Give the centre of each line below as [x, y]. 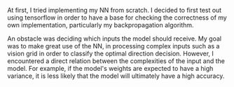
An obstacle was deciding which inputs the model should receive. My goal [115, 39]
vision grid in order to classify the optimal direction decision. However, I [110, 53]
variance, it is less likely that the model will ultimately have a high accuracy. [116, 76]
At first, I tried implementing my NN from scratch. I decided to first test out [115, 10]
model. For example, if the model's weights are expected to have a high [110, 68]
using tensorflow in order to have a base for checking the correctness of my [117, 18]
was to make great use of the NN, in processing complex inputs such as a [113, 46]
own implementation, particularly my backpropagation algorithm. [101, 25]
